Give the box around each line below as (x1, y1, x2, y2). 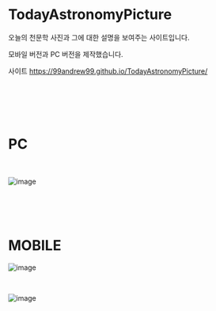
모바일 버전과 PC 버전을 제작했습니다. (8, 49, 124, 59)
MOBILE (8, 237, 62, 255)
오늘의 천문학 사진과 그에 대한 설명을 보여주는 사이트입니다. (8, 32, 190, 42)
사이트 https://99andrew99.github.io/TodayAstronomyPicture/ (8, 66, 208, 76)
